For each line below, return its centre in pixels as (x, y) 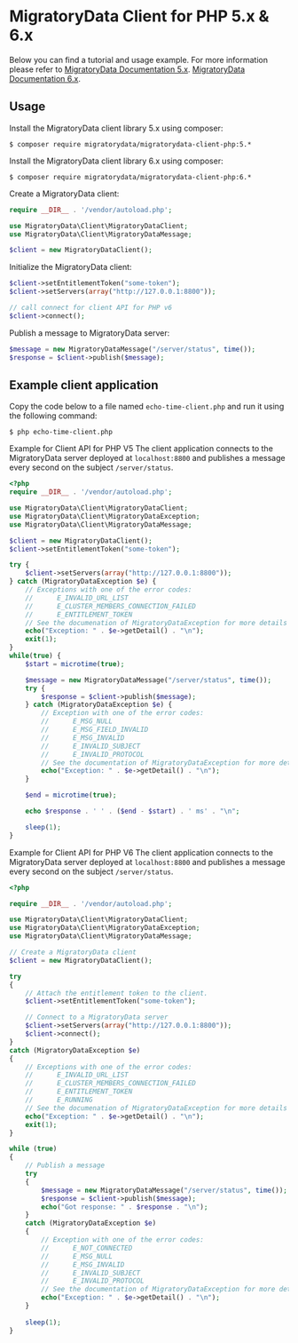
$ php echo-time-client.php (61, 433)
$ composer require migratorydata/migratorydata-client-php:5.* (130, 144)
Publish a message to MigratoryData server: (90, 333)
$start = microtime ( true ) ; (75, 664)
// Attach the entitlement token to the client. (117, 993)
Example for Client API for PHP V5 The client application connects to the (141, 449)
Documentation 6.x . (45, 78)
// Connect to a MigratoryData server (97, 1017)
